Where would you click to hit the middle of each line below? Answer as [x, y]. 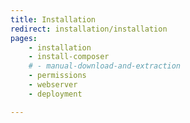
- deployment [55, 94]
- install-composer [69, 57]
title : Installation [53, 19]
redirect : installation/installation [89, 29]
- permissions [57, 76]
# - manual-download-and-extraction [105, 66]
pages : [24, 38]
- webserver [53, 85]
